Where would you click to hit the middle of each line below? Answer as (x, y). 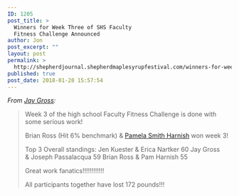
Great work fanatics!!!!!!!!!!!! (64, 171)
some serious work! (54, 122)
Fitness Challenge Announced (57, 34)
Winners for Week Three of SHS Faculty (73, 27)
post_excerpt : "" (33, 47)
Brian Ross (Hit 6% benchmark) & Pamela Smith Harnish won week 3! (127, 135)
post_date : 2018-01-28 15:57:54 (55, 80)
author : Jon (25, 41)
